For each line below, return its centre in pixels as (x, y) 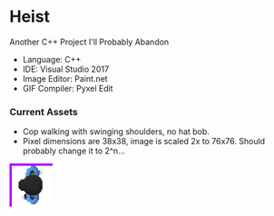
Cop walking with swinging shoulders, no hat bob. (116, 132)
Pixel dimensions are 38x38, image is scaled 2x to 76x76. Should (144, 142)
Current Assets (44, 112)
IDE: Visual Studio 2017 (66, 69)
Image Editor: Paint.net (65, 78)
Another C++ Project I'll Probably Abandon (89, 42)
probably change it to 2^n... (73, 151)
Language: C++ (52, 59)
